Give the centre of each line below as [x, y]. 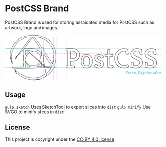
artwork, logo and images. [32, 27]
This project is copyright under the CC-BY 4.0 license [60, 139]
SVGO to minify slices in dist [35, 112]
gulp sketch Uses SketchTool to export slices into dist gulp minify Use [78, 107]
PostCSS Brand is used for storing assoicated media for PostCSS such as [80, 22]
